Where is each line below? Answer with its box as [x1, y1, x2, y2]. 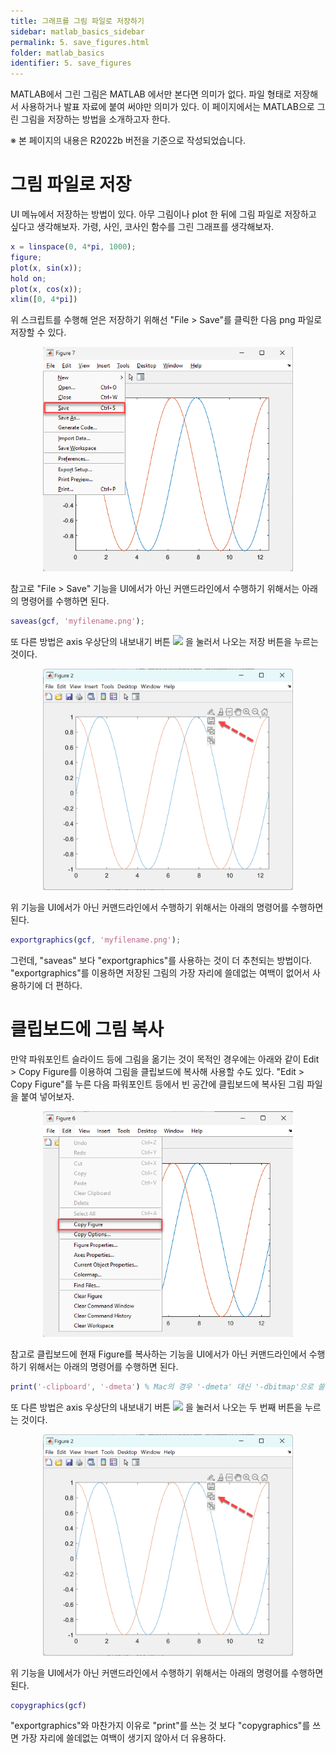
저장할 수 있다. [10, 326, 67, 339]
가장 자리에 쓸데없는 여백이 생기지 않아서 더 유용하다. [20, 1732, 227, 1744]
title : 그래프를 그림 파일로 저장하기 [10, 16, 145, 26]
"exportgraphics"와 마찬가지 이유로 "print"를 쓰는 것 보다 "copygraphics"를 [10, 1720, 311, 1732]
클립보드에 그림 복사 [10, 1018, 165, 1040]
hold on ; [10, 273, 47, 284]
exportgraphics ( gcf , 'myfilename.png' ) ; [10, 935, 182, 945]
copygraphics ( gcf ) [10, 1700, 87, 1710]
